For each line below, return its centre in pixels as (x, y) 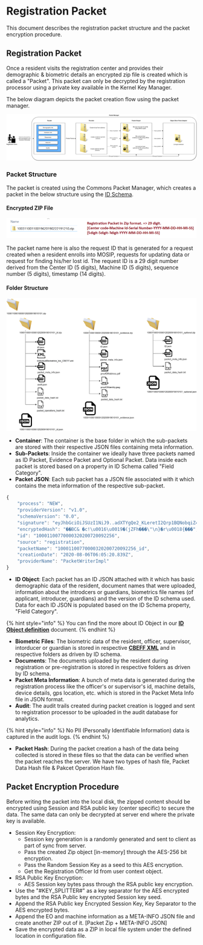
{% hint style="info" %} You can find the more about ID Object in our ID (95, 623)
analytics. (27, 719)
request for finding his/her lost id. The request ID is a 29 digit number (92, 261)
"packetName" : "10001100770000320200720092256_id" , (83, 549)
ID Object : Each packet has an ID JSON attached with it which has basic (105, 579)
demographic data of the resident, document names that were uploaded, (105, 586)
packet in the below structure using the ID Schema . (70, 194)
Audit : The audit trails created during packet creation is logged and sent (105, 706)
